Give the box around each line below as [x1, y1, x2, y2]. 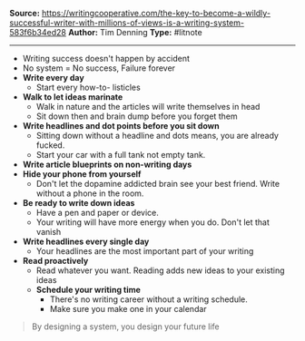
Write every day [22, 73, 84, 83]
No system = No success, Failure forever [22, 63, 175, 73]
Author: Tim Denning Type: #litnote [67, 27, 202, 37]
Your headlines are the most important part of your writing [35, 246, 254, 257]
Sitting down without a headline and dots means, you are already [35, 131, 280, 141]
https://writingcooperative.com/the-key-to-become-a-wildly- [42, 8, 271, 18]
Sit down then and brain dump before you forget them [35, 111, 238, 122]
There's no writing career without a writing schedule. [49, 294, 248, 305]
